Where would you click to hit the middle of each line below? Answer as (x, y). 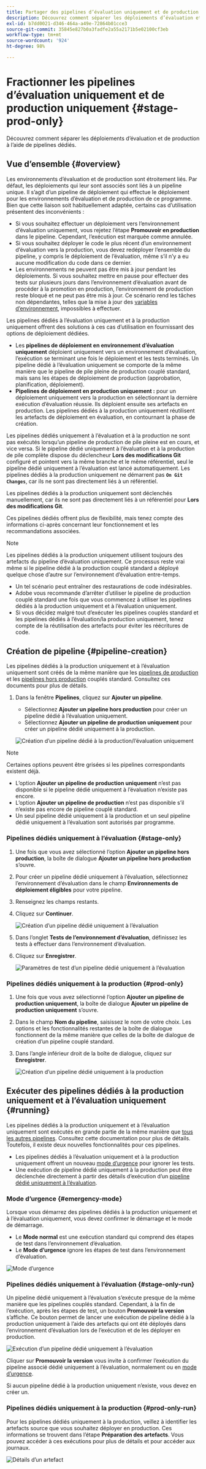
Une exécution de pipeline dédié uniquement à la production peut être (104, 1169)
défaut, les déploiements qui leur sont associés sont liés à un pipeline (94, 186)
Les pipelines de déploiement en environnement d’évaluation (95, 345)
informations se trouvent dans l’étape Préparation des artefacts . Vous (95, 1435)
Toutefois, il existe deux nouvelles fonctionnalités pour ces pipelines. (93, 1145)
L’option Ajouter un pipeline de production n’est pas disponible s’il (100, 803)
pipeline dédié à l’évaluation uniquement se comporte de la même (98, 365)
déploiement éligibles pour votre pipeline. (69, 890)
